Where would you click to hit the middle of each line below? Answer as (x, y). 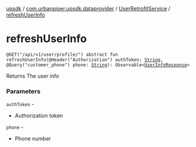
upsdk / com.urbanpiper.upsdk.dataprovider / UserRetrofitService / (88, 9)
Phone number (33, 139)
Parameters (23, 91)
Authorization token (39, 116)
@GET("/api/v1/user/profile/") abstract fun (62, 55)
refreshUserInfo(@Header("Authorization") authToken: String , (85, 60)
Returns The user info (33, 76)
